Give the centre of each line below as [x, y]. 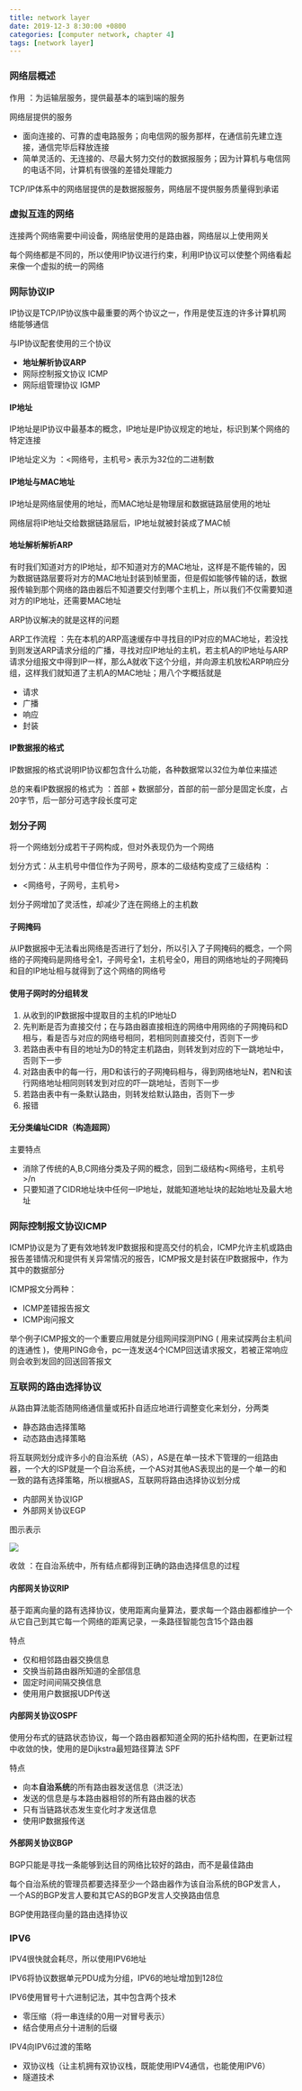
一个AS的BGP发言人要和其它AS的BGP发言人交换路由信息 [115, 1895]
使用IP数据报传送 [53, 1821]
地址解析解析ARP [41, 545]
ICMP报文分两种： [43, 1289]
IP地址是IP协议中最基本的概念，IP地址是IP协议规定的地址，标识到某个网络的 [150, 429]
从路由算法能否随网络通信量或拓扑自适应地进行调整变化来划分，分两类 [139, 1408]
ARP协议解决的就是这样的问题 [64, 619]
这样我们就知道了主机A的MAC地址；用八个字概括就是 [123, 672]
